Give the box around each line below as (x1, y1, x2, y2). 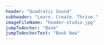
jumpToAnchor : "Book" (5, 25, 59, 31)
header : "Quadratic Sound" (5, 8, 72, 15)
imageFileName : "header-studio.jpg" (5, 19, 96, 25)
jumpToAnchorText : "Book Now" (5, 30, 80, 36)
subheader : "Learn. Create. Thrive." (5, 14, 99, 20)
